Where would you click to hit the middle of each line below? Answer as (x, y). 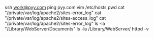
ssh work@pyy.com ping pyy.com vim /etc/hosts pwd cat (65, 7)
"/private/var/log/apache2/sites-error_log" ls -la (55, 23)
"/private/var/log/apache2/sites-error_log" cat (53, 13)
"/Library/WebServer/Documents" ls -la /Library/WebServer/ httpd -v (77, 29)
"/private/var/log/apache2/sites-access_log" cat (55, 18)
